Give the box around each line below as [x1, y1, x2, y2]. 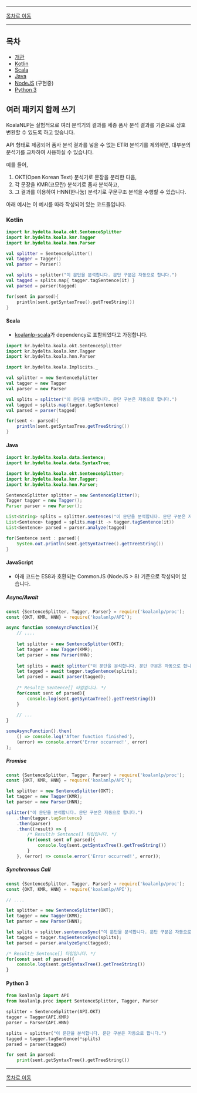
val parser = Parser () [6, 261, 62, 267]
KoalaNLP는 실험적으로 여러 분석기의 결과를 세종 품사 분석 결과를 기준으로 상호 [6, 121, 186, 128]
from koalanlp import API [6, 993, 69, 999]
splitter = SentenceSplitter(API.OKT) [6, 1009, 101, 1015]
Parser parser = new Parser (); [6, 503, 83, 509]
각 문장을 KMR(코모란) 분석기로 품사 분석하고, [14, 180, 119, 188]
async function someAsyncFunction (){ [6, 625, 98, 631]
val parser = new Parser [6, 385, 67, 391]
